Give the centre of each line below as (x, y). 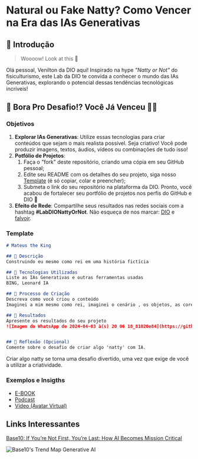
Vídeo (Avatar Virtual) (41, 405)
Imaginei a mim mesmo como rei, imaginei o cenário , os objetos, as (93, 305)
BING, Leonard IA (27, 283)
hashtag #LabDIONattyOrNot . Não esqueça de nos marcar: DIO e (95, 212)
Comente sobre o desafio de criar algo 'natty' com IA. (76, 348)
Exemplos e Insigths (36, 380)
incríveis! (17, 89)
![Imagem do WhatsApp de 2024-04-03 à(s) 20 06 (66, 326)
